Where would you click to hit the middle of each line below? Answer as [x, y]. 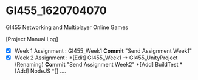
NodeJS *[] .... [48, 71]
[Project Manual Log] [32, 39]
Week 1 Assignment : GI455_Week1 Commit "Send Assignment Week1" [103, 51]
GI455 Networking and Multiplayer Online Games [67, 27]
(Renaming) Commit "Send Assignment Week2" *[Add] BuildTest [96, 65]
